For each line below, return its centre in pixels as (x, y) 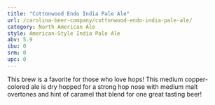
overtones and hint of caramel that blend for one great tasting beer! (104, 94)
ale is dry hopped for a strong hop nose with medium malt (114, 86)
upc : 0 (17, 59)
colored (18, 86)
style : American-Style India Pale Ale (64, 33)
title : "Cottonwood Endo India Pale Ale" (69, 14)
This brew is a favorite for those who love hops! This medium (95, 79)
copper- (196, 79)
